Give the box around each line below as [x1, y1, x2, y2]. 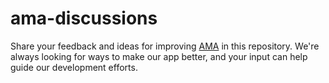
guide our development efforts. [10, 61, 138, 73]
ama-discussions [10, 7, 158, 30]
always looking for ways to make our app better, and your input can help [10, 50, 308, 62]
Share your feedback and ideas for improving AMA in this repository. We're [10, 40, 320, 52]
